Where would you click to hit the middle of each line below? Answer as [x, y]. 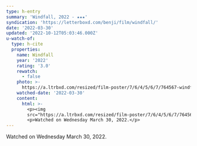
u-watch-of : [21, 39]
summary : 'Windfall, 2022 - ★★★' [47, 17]
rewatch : [27, 71]
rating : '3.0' [34, 66]
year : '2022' [33, 60]
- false [31, 77]
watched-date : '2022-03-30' [51, 93]
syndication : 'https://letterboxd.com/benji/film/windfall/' [82, 22]
